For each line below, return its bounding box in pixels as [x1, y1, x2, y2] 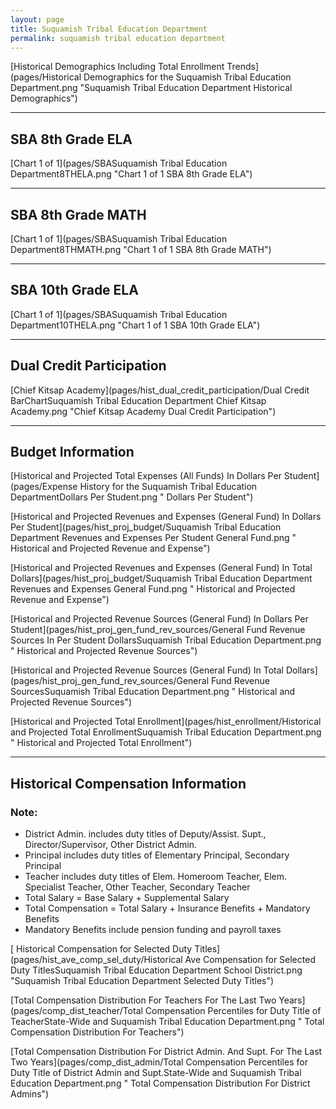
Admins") [10, 1088, 50, 1100]
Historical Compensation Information [10, 775, 247, 792]
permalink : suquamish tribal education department [10, 33, 226, 43]
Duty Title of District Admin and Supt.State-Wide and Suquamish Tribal [10, 1067, 302, 1079]
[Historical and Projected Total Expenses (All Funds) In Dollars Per [10, 470, 282, 482]
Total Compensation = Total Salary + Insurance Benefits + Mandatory [24, 902, 311, 915]
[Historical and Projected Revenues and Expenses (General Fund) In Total [10, 562, 313, 574]
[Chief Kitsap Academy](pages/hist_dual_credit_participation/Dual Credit [10, 384, 310, 396]
